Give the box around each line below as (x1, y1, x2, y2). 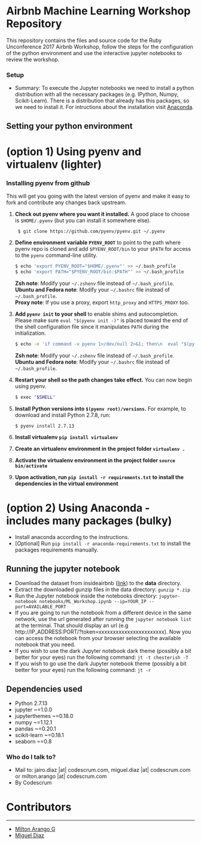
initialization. (14, 329, 46, 337)
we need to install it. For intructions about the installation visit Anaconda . (14, 104, 194, 111)
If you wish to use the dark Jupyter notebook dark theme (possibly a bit (14, 647, 191, 655)
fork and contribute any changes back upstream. (6, 199, 127, 206)
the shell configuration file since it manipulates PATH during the (14, 323, 169, 330)
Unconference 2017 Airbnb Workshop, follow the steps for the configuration (6, 43, 193, 50)
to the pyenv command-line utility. (14, 252, 98, 259)
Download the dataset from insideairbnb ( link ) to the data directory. (14, 580, 181, 587)
